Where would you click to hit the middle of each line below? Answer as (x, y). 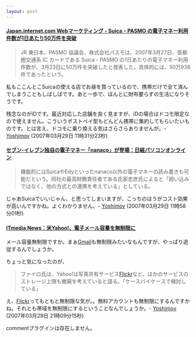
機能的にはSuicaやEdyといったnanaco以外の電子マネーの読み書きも (102, 172)
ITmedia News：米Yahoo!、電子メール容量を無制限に (71, 228)
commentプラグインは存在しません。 (51, 328)
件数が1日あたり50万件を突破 (42, 38)
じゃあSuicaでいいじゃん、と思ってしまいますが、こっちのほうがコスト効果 (97, 199)
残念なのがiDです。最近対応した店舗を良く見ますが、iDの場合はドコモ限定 (95, 114)
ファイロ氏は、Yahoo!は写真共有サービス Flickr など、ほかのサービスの (104, 274)
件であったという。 (43, 74)
